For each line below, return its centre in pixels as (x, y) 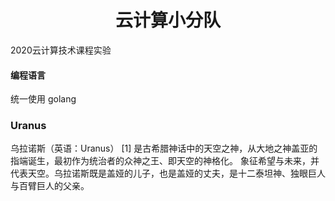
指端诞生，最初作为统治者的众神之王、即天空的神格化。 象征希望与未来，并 (165, 161)
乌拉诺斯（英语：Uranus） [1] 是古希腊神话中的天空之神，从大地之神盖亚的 (164, 148)
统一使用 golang (43, 99)
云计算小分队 (167, 20)
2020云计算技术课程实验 (61, 50)
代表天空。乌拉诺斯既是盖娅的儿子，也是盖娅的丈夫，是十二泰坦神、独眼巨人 (168, 173)
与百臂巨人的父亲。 (50, 186)
